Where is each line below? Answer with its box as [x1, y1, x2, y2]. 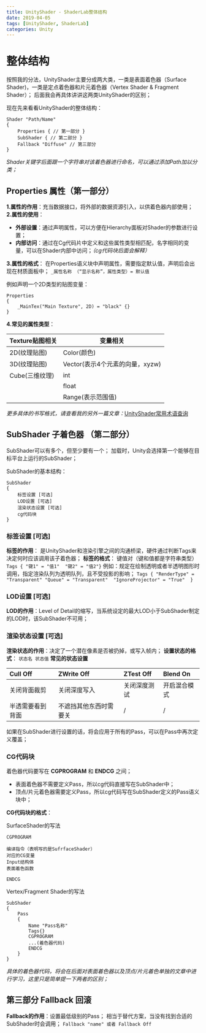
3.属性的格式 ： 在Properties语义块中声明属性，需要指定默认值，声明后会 [6, 260, 190, 267]
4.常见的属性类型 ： [6, 320, 55, 328]
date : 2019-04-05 [6, 15, 51, 21]
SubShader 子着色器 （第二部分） [6, 429, 135, 440]
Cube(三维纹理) [9, 372, 55, 380]
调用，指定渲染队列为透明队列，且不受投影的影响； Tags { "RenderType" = [6, 570, 195, 577]
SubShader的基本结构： [6, 467, 67, 475]
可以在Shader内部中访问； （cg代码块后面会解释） [26, 247, 150, 254]
